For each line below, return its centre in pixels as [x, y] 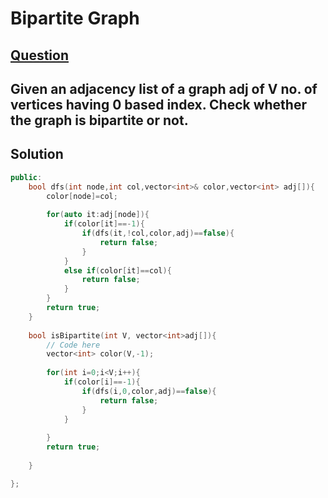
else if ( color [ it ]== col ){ [117, 270]
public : [26, 177]
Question [39, 55]
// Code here [73, 345]
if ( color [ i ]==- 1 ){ [102, 382]
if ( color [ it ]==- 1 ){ [104, 224]
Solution [37, 154]
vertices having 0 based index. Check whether [158, 104]
